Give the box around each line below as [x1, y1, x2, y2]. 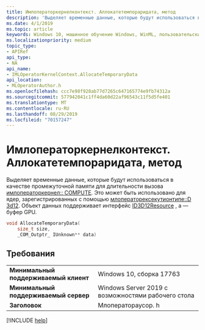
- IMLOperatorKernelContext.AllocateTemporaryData [6, 71, 138, 77]
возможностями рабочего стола [97, 291, 195, 300]
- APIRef [6, 49, 29, 55]
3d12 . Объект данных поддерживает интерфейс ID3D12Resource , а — [6, 202, 189, 209]
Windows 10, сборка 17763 [97, 270, 181, 278]
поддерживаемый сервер [9, 291, 90, 300]
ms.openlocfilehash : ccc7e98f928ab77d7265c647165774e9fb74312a [6, 88, 171, 95]
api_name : [6, 65, 32, 72]
